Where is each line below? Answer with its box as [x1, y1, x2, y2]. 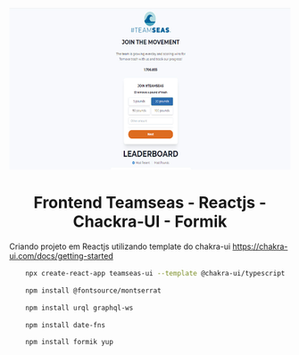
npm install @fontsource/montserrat [25, 285, 162, 295]
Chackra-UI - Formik [72, 211, 228, 232]
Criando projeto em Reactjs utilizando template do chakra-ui [9, 241, 231, 252]
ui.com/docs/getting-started [9, 250, 113, 261]
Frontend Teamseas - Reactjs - [33, 193, 267, 213]
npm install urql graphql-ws [25, 303, 134, 312]
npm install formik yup [25, 338, 114, 347]
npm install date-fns [25, 320, 105, 329]
